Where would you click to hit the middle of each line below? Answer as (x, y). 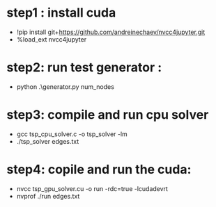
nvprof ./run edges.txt (48, 196)
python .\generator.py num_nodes (65, 86)
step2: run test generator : (84, 68)
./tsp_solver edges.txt (48, 141)
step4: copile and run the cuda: (99, 169)
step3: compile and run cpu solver (108, 115)
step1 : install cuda (61, 13)
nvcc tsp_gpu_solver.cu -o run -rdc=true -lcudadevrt (92, 188)
